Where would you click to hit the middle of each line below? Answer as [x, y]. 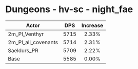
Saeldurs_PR [23, 50]
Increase [92, 25]
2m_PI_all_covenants [33, 42]
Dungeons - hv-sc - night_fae [69, 9]
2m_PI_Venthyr [26, 34]
